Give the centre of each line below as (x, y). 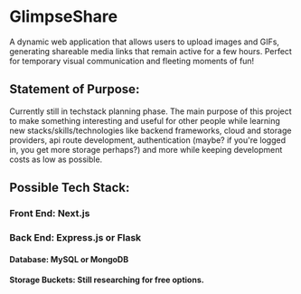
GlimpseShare (64, 17)
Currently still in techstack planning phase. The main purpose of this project (150, 111)
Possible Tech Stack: (70, 188)
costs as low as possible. (56, 159)
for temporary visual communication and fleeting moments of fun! (132, 61)
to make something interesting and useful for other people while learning (145, 120)
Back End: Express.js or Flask (75, 237)
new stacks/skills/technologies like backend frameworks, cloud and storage (150, 130)
